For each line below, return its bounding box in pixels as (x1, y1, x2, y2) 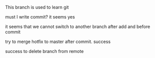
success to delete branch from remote (5, 48, 84, 54)
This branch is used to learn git (5, 4, 69, 10)
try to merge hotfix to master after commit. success (5, 38, 111, 44)
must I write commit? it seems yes (5, 14, 75, 19)
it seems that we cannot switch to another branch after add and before (5, 23, 151, 29)
